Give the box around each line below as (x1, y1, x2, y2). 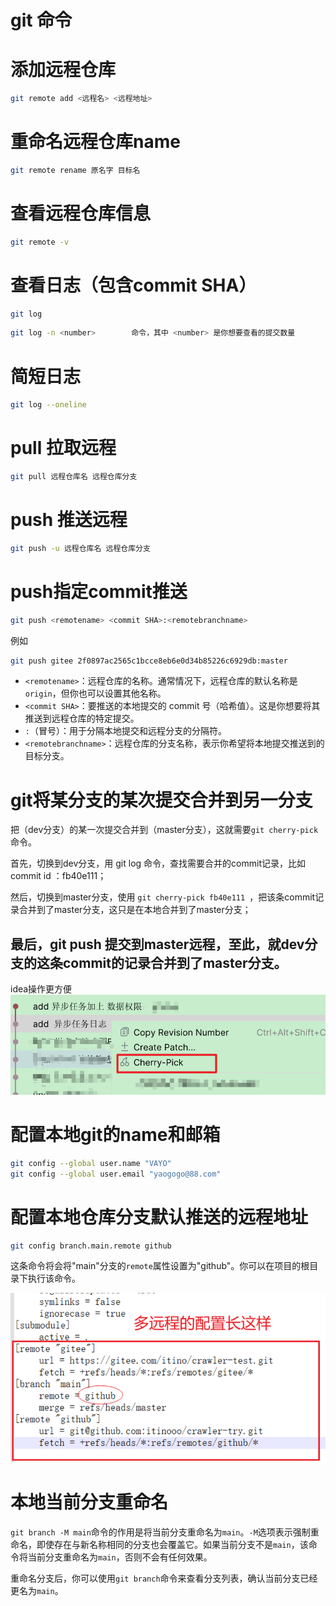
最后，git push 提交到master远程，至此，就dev (10, 936, 305, 953)
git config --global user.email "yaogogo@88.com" (10, 1169, 222, 1179)
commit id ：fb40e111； (10, 870, 107, 882)
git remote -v (10, 237, 70, 247)
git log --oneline (10, 400, 87, 410)
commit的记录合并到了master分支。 (62, 954, 288, 971)
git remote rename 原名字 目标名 (10, 165, 141, 175)
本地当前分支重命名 (10, 1491, 169, 1514)
